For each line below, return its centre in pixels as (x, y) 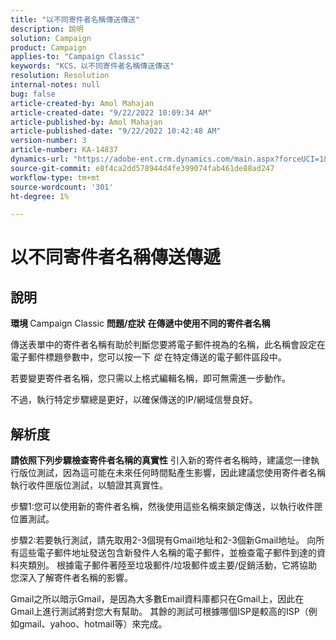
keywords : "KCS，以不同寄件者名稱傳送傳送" (92, 66)
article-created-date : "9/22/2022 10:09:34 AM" (111, 112)
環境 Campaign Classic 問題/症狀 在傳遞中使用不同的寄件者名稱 (140, 323)
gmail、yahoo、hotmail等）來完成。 (93, 624)
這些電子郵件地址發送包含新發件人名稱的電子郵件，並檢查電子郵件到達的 (167, 553)
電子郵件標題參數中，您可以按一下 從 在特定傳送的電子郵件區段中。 (148, 357)
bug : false (33, 94)
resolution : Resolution (60, 76)
